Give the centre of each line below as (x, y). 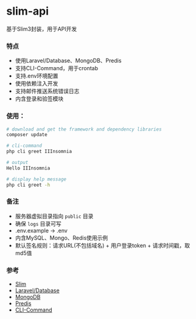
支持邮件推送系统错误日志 (47, 91)
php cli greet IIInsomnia (39, 152)
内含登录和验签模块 (39, 99)
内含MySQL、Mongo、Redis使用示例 (61, 238)
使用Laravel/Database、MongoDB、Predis (68, 61)
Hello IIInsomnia (28, 168)
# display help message (37, 179)
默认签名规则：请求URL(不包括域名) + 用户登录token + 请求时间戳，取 (103, 245)
